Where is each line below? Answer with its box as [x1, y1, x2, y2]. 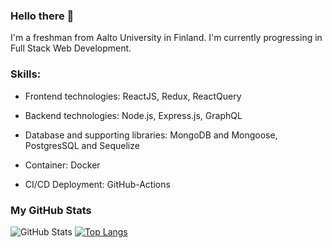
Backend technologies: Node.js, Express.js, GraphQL [24, 109, 243, 121]
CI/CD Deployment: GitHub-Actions [24, 178, 171, 190]
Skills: [10, 67, 42, 81]
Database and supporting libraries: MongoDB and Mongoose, [24, 129, 278, 141]
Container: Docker [24, 159, 101, 171]
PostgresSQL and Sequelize [24, 139, 140, 151]
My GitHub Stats [10, 203, 92, 217]
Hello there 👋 [10, 9, 75, 23]
